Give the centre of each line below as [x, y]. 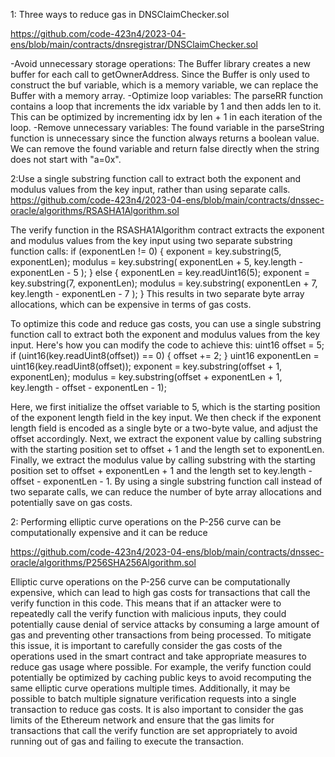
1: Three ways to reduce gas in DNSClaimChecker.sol [120, 14]
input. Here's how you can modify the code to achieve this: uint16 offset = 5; [167, 345]
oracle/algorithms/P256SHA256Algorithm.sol [103, 562]
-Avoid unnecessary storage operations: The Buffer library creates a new [160, 63]
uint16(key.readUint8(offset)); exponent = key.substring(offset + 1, [146, 366]
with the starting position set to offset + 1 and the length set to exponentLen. [167, 449]
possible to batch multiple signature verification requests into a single [153, 698]
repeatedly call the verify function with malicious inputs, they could [148, 613]
